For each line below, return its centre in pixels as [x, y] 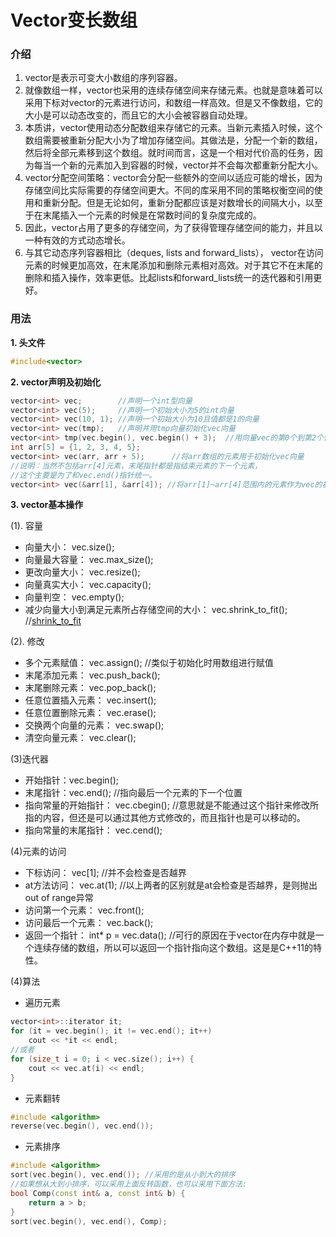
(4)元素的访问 [38, 852]
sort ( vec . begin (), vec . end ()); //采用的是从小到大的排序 [123, 1175]
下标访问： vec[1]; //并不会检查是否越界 [105, 873]
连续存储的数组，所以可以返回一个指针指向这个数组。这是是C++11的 [173, 948]
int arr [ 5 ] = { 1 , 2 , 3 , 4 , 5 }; [75, 447]
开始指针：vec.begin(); [72, 780]
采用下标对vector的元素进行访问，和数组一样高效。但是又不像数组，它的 [173, 103]
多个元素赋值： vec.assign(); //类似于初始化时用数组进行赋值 [149, 663]
